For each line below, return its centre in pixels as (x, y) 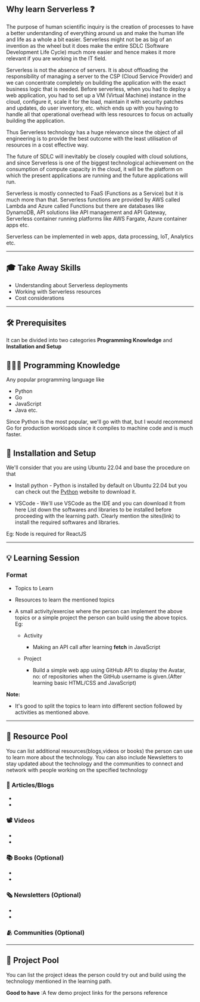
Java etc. (26, 410)
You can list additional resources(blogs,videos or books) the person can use (100, 751)
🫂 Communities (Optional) (46, 932)
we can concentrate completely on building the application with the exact (96, 82)
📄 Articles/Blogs (30, 785)
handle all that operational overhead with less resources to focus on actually (100, 114)
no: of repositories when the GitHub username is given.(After (107, 676)
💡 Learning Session (43, 558)
